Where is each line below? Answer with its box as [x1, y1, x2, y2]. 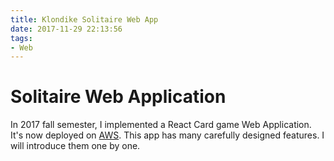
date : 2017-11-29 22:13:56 [10, 24, 123, 34]
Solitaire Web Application [10, 86, 227, 108]
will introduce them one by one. [10, 140, 141, 152]
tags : [10, 33, 33, 43]
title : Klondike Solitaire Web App [10, 14, 159, 25]
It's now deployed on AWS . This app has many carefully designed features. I [10, 129, 325, 141]
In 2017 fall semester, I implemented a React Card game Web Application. [10, 119, 312, 131]
